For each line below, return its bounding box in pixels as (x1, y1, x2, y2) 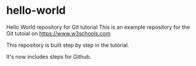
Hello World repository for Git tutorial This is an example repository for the (6, 23, 191, 31)
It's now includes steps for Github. (6, 53, 92, 60)
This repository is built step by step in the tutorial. (6, 41, 130, 49)
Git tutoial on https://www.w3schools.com (6, 29, 111, 37)
